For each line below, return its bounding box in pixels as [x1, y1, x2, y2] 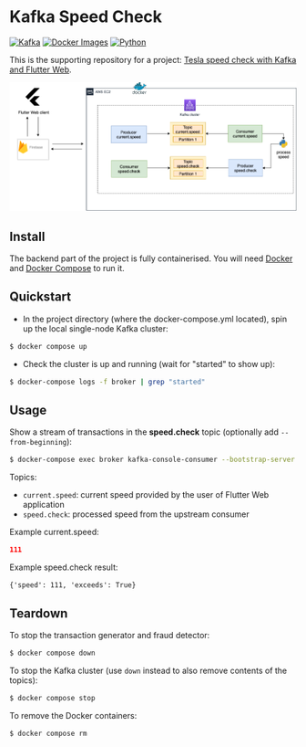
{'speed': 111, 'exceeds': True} [9, 581, 137, 590]
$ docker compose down [9, 648, 96, 658]
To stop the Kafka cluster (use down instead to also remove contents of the [9, 665, 288, 676]
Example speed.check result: [9, 562, 118, 573]
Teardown [9, 605, 68, 621]
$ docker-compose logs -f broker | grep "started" [9, 377, 206, 386]
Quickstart [9, 289, 72, 305]
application [22, 500, 66, 510]
